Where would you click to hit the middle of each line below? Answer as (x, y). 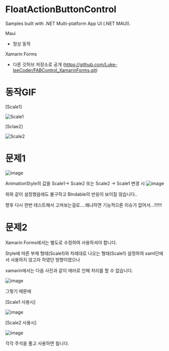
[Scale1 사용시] (20, 302)
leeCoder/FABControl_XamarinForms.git (54, 70)
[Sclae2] (14, 126)
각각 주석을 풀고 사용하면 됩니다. (37, 343)
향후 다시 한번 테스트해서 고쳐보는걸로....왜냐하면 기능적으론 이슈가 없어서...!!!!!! (84, 205)
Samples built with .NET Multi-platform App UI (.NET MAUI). (68, 23)
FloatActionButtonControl (61, 9)
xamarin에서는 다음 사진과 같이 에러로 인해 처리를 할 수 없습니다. (69, 270)
